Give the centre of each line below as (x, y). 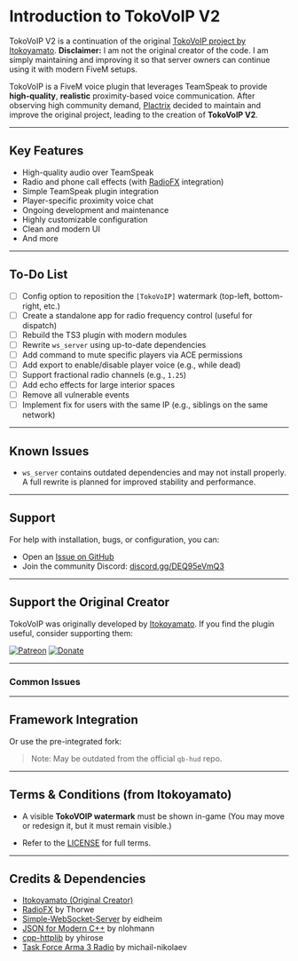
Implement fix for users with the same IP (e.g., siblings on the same (145, 405)
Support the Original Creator (90, 602)
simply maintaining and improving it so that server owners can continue (140, 59)
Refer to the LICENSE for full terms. (86, 843)
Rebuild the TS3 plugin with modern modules (105, 335)
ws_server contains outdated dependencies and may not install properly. (154, 473)
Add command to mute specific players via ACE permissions (132, 354)
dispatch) (39, 325)
